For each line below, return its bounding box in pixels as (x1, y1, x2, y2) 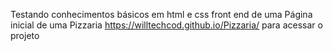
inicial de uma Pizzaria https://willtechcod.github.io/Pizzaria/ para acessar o (10, 19, 323, 31)
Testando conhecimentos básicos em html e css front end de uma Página (10, 9, 313, 20)
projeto (10, 30, 40, 41)
